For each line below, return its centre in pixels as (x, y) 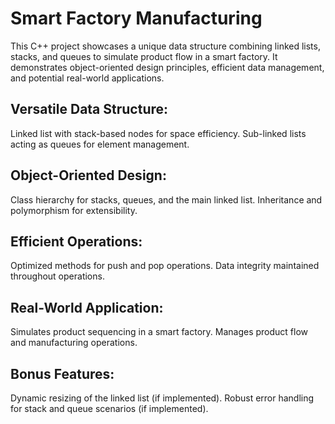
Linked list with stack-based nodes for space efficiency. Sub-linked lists (158, 133)
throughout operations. (57, 276)
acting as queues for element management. (100, 144)
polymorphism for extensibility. (74, 210)
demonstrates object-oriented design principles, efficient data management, (167, 67)
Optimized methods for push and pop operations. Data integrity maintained (165, 266)
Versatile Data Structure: (89, 109)
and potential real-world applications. (87, 78)
